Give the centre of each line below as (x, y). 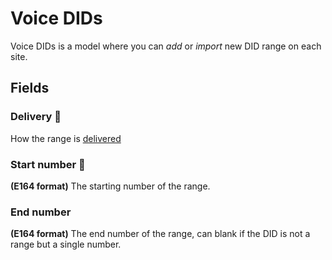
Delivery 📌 (36, 117)
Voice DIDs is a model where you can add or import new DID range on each (166, 46)
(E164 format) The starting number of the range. (110, 186)
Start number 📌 (48, 164)
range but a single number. (66, 244)
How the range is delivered (66, 138)
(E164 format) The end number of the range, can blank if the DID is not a (160, 234)
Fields (30, 88)
